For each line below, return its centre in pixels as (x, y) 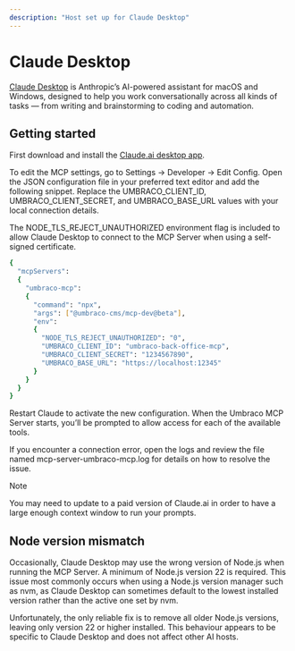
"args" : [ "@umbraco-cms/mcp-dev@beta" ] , (109, 313)
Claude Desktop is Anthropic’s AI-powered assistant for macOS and (134, 87)
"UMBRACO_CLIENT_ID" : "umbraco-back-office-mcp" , (135, 347)
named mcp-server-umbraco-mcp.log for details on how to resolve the (140, 459)
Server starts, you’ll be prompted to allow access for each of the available (145, 423)
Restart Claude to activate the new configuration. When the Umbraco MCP (147, 413)
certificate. (56, 247)
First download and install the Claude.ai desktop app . (107, 155)
